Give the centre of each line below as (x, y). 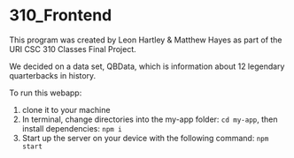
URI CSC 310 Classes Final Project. (73, 49)
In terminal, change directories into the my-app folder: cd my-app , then (150, 119)
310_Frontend (61, 15)
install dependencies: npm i (72, 128)
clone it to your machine (66, 109)
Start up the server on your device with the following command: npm (145, 138)
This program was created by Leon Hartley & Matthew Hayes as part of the (146, 40)
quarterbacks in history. (53, 75)
